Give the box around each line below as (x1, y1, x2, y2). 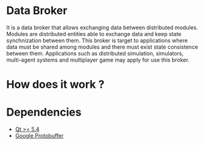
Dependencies (6, 105, 82, 119)
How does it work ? (6, 77, 105, 91)
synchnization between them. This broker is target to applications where (6, 37, 188, 44)
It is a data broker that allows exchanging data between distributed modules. (6, 24, 199, 31)
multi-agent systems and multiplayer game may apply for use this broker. (6, 56, 190, 63)
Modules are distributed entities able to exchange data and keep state (6, 30, 181, 37)
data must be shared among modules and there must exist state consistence (6, 43, 199, 51)
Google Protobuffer (15, 132, 64, 140)
